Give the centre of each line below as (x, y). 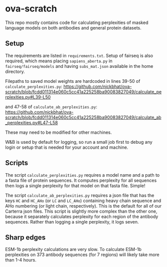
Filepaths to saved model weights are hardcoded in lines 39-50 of (73, 81)
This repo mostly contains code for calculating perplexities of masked (77, 22)
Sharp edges (25, 237)
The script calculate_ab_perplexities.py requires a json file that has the (80, 195)
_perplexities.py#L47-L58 (32, 122)
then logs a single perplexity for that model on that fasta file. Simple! (75, 186)
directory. (15, 71)
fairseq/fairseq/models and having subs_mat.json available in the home (79, 66)
